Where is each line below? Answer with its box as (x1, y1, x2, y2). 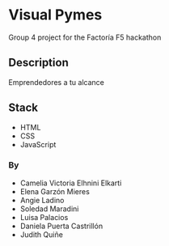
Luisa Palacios (19, 212, 69, 222)
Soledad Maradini (19, 204, 79, 214)
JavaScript (19, 139, 57, 149)
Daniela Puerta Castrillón (19, 221, 104, 231)
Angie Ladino (19, 195, 65, 205)
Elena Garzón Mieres (19, 186, 91, 196)
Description (8, 56, 69, 70)
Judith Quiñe (19, 229, 63, 240)
